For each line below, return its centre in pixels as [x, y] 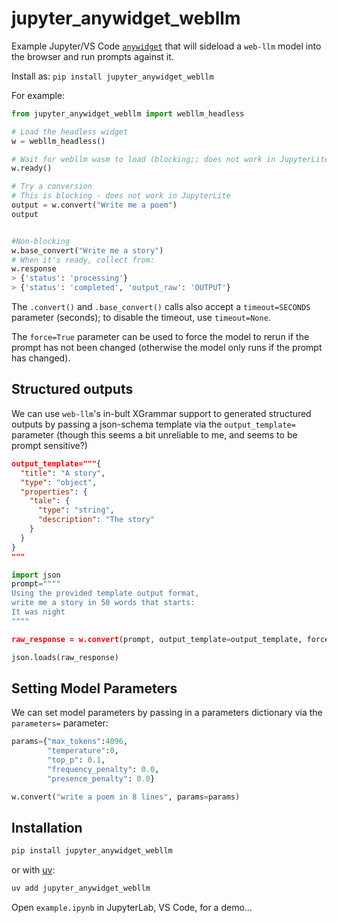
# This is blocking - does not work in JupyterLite [121, 196]
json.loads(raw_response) [65, 657]
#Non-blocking [41, 241]
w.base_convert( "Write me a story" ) [87, 250]
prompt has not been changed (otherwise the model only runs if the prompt [167, 348]
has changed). [41, 358]
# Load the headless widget [70, 132]
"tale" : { [50, 501]
